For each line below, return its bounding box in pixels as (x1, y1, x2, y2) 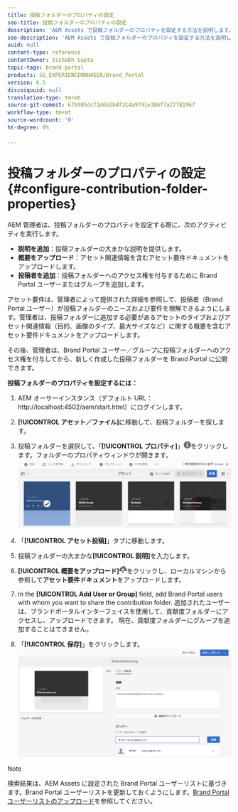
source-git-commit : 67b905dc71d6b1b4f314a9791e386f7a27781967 (7, 102, 195, 109)
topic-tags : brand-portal (7, 64, 84, 71)
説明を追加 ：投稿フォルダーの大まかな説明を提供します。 (17, 244, 186, 252)
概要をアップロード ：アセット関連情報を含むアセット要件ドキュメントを (17, 253, 229, 262)
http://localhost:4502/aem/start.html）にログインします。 (17, 402, 186, 411)
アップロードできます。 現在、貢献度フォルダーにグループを (48, 616, 225, 624)
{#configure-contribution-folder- (7, 181, 208, 197)
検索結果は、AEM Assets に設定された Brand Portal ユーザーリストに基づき (7, 779, 227, 787)
